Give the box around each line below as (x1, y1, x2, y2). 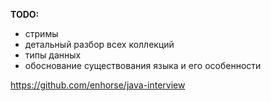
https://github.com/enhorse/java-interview (10, 79, 186, 91)
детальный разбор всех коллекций (24, 39, 175, 50)
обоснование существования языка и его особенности (24, 60, 262, 71)
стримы (24, 28, 59, 39)
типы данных (24, 49, 82, 61)
